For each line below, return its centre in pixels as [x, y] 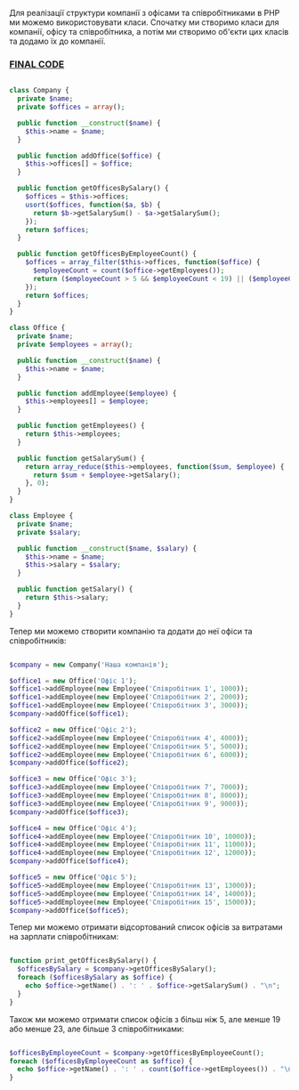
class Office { [37, 328]
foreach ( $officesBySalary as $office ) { [95, 978]
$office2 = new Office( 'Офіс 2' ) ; [73, 730]
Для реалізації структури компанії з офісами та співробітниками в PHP [145, 13]
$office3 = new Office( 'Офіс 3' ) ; [73, 779]
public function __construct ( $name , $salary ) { [107, 548]
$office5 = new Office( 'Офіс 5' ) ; [73, 877]
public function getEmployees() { [81, 426]
